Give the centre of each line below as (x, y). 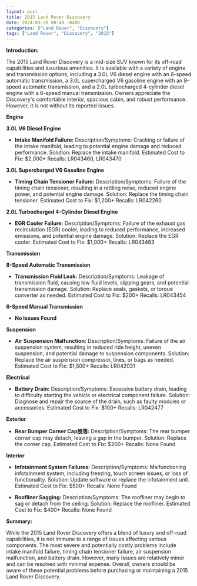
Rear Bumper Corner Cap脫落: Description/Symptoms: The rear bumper (102, 431)
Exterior (16, 419)
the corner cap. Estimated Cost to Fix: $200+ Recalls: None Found (95, 444)
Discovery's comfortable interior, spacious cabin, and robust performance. (96, 99)
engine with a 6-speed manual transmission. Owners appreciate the (88, 93)
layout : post (22, 12)
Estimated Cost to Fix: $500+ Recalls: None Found (76, 486)
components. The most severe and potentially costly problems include (91, 545)
